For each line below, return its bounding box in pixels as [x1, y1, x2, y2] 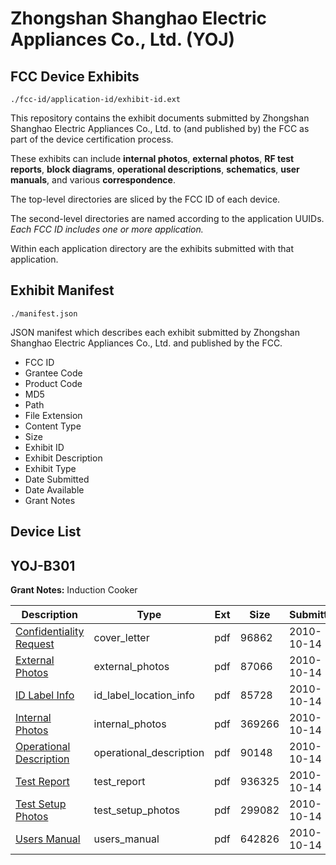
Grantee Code [24, 367, 83, 379]
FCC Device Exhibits [10, 68, 140, 85]
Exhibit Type [24, 462, 77, 474]
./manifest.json [10, 308, 78, 319]
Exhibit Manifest [10, 282, 115, 299]
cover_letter [93, 631, 150, 645]
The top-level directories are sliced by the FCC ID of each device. [10, 193, 281, 205]
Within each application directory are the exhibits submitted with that [10, 243, 295, 254]
